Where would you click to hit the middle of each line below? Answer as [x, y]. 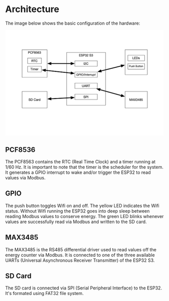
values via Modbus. [25, 177]
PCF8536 [20, 149]
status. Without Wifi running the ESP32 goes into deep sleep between [77, 211]
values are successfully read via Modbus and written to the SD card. [76, 222]
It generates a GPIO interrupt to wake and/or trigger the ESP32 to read [78, 172]
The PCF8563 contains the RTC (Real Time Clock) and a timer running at [80, 161]
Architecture [32, 9]
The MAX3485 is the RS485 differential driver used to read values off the [81, 249]
